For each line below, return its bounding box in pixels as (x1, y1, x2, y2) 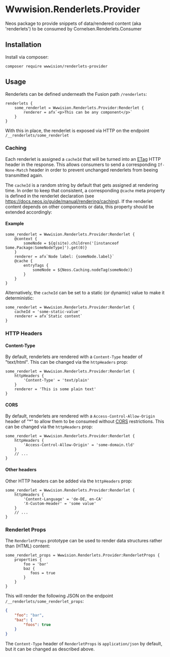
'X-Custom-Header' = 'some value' (23, 501, 96, 506)
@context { (14, 236, 38, 241)
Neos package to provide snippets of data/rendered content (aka (5, 20, 141, 26)
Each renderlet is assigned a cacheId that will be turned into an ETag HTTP (5, 156, 161, 162)
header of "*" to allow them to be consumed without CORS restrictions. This (5, 419, 164, 425)
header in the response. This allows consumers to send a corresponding (5, 161, 157, 167)
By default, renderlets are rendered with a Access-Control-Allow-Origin (5, 413, 155, 419)
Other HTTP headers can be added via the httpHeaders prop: (5, 478, 132, 484)
